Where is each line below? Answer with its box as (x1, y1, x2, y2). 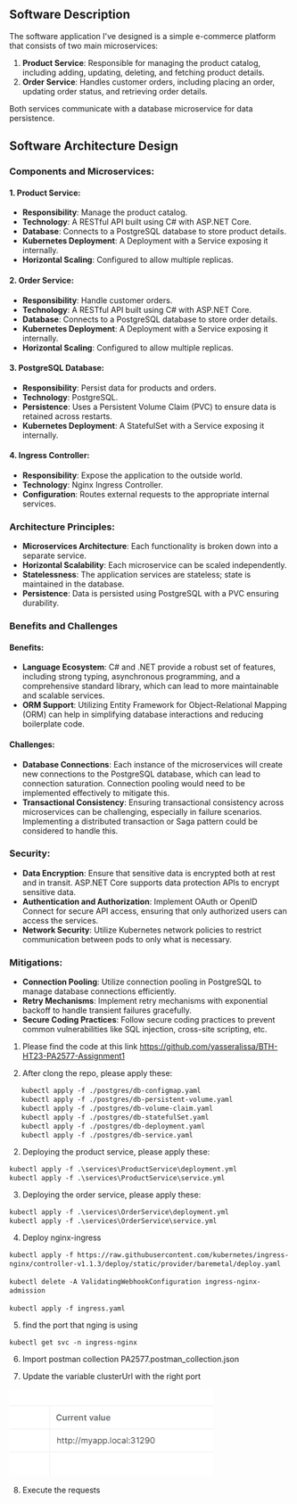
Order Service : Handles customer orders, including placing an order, (21, 76, 275, 87)
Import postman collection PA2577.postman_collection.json (21, 1354, 239, 1365)
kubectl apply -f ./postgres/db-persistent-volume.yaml (21, 1096, 234, 1105)
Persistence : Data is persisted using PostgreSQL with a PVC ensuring (21, 588, 279, 599)
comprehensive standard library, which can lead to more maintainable (21, 681, 279, 692)
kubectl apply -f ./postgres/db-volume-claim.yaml (21, 1105, 214, 1114)
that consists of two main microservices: (9, 40, 159, 51)
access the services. (21, 915, 99, 925)
